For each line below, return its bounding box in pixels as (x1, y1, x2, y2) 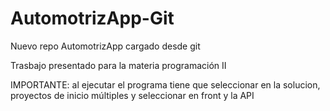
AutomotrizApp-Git (10, 7, 175, 30)
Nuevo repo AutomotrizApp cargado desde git (10, 40, 201, 52)
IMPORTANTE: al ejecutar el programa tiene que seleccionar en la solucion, (10, 78, 321, 91)
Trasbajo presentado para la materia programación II (10, 59, 227, 71)
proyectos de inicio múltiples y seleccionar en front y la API (10, 89, 255, 101)
